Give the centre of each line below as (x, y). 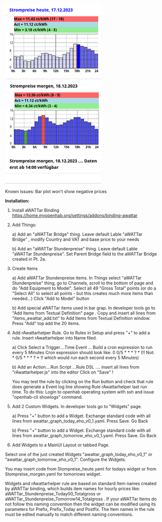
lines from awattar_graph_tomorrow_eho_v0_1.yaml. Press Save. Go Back (84, 435)
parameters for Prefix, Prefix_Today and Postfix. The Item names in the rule (80, 509)
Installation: (17, 201)
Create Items (25, 269)
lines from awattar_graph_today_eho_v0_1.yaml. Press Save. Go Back (80, 421)
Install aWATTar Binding (36, 210)
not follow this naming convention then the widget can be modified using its (81, 504)
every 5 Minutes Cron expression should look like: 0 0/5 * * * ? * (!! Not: (83, 352)
